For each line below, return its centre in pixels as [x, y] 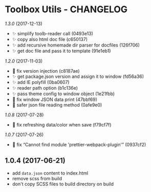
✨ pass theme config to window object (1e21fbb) [63, 94]
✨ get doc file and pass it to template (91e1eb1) [61, 51]
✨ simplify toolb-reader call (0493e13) [52, 33]
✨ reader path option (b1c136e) [45, 88]
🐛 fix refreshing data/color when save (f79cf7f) [62, 124]
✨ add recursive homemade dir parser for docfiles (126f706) [76, 45]
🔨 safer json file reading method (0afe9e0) [57, 105]
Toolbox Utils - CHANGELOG [66, 9]
